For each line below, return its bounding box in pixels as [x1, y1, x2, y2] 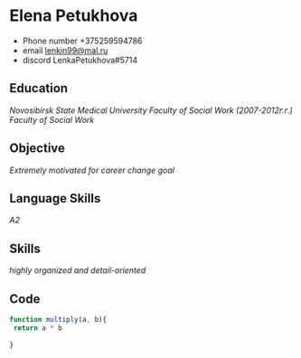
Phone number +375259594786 [22, 35, 143, 46]
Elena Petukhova [9, 5, 138, 26]
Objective [9, 141, 66, 156]
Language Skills [9, 191, 101, 206]
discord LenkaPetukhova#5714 [22, 54, 138, 65]
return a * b [13, 323, 63, 333]
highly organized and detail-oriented [9, 265, 146, 276]
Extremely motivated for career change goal [9, 165, 174, 175]
